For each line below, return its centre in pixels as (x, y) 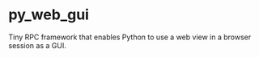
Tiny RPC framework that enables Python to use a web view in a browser (130, 37)
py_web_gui (49, 15)
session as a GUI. (37, 45)
